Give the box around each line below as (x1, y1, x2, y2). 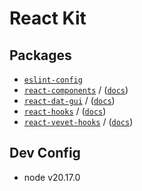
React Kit (9, 7, 87, 30)
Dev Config (9, 145, 81, 162)
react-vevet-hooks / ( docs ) (23, 116, 134, 127)
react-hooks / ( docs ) (23, 105, 107, 117)
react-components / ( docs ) (23, 84, 129, 96)
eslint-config (23, 75, 83, 85)
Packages (9, 47, 72, 64)
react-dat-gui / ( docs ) (23, 95, 116, 106)
